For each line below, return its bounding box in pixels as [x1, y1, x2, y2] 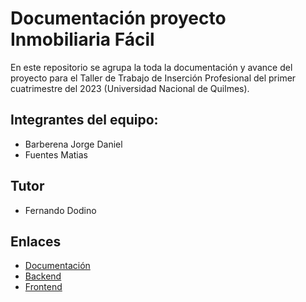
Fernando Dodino [24, 204, 97, 216]
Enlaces [10, 233, 62, 250]
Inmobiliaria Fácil [10, 28, 155, 51]
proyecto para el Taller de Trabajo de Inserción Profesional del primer [10, 72, 297, 84]
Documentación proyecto [10, 7, 227, 30]
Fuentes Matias [24, 148, 88, 161]
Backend [24, 270, 62, 282]
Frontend [24, 281, 63, 293]
